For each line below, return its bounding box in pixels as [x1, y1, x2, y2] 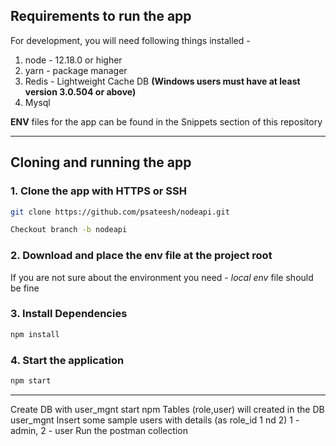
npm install [10, 329, 60, 339]
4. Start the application [10, 353, 125, 367]
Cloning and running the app [10, 154, 192, 171]
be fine [10, 282, 40, 294]
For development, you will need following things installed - [10, 34, 251, 46]
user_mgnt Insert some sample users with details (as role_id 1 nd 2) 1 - [10, 414, 300, 426]
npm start [10, 376, 52, 386]
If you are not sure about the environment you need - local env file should [10, 271, 314, 283]
